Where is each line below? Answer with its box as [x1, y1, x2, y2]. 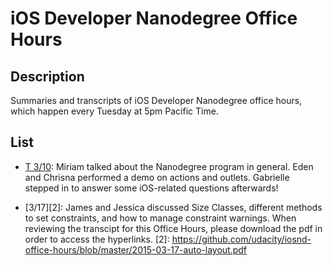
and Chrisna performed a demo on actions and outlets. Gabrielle [24, 171, 290, 183]
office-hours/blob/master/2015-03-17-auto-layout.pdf [24, 243, 248, 256]
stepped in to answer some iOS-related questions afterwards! [24, 182, 279, 194]
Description [10, 68, 85, 85]
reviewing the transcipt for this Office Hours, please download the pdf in [24, 222, 323, 234]
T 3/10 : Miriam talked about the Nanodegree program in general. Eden [24, 160, 314, 172]
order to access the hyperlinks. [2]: [24, 233, 170, 245]
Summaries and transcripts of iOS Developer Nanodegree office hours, [10, 95, 303, 106]
